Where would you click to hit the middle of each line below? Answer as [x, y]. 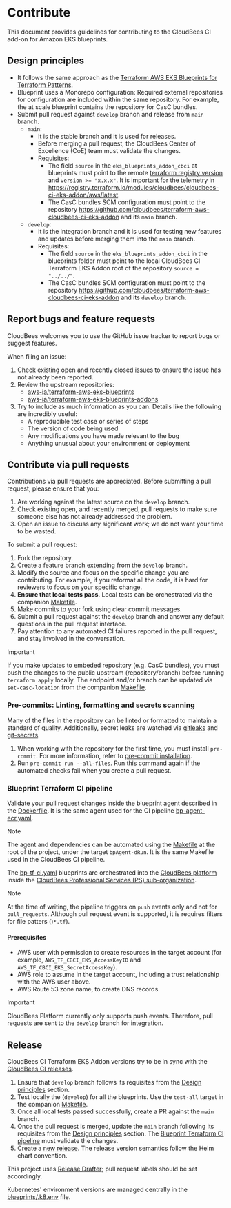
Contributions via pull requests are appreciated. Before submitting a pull [109, 482]
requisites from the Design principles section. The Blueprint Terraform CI [120, 1133]
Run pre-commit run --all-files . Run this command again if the [109, 763]
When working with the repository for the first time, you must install [113, 748]
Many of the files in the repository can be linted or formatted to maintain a [112, 720]
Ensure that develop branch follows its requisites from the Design [109, 1082]
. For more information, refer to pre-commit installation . [114, 755]
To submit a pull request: [42, 545]
